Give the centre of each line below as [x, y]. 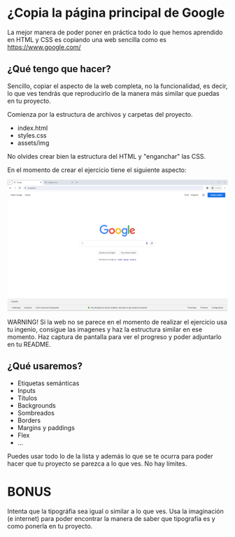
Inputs [27, 390]
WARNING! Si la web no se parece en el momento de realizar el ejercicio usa [117, 322]
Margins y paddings [46, 427]
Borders [29, 420]
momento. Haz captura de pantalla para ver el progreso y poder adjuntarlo [114, 336]
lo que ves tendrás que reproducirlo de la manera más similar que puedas [113, 93]
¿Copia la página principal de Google [116, 13]
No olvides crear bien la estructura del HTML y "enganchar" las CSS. [107, 156]
